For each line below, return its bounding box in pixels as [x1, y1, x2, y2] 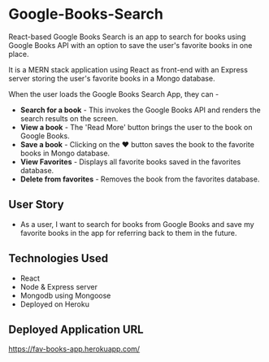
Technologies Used [8, 251, 108, 265]
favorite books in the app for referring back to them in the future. [20, 228, 237, 238]
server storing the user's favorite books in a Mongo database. [8, 73, 215, 83]
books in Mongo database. [20, 148, 111, 158]
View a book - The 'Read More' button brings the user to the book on [20, 122, 253, 132]
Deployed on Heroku [20, 299, 89, 309]
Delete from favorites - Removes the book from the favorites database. [20, 174, 260, 184]
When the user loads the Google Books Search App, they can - [8, 89, 219, 98]
